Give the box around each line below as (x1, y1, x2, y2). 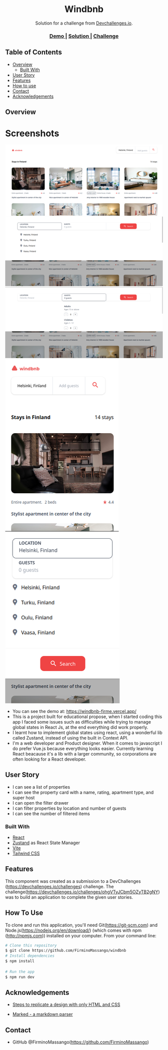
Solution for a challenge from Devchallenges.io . (35, 20, 133, 26)
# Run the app (5, 969, 35, 974)
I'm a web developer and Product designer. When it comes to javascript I (12, 740, 162, 746)
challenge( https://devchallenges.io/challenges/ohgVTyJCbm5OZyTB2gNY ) (5, 889, 160, 895)
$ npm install (5, 959, 35, 964)
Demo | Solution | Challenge (49, 33, 119, 40)
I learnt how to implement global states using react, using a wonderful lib (12, 730, 162, 736)
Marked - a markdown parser (12, 1011, 73, 1017)
